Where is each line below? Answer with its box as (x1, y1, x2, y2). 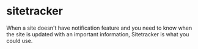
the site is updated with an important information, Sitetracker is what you (6, 30, 189, 38)
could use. (6, 37, 33, 44)
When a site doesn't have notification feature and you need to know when (6, 24, 193, 31)
